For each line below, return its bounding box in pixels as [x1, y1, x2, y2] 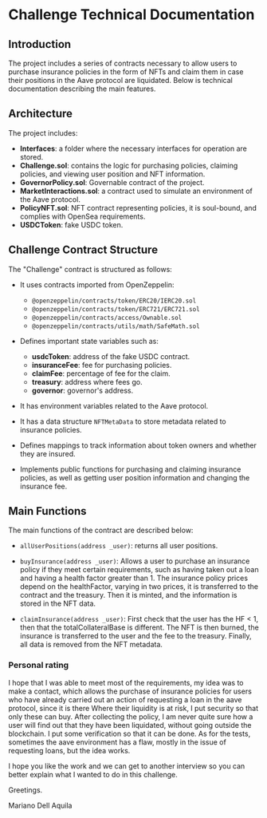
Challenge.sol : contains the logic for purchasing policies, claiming [19, 160, 238, 170]
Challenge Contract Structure [8, 243, 158, 257]
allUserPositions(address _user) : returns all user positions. [19, 541, 218, 551]
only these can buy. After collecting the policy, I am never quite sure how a [8, 712, 253, 721]
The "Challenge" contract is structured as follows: [8, 264, 173, 274]
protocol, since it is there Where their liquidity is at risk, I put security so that [8, 703, 259, 713]
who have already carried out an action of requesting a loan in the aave [8, 694, 242, 704]
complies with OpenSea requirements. [19, 211, 146, 221]
